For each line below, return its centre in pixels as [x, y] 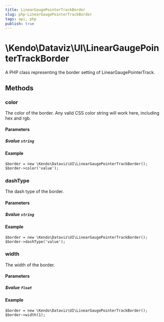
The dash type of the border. [35, 192]
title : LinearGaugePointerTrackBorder [45, 10]
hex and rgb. [18, 118]
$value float [19, 288]
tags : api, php [21, 19]
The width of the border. [30, 265]
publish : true [20, 24]
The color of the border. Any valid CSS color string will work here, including [82, 113]
